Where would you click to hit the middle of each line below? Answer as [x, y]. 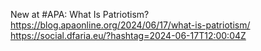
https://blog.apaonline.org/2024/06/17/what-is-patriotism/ [130, 25]
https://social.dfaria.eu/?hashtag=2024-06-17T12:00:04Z [128, 35]
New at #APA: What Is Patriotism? [80, 14]
